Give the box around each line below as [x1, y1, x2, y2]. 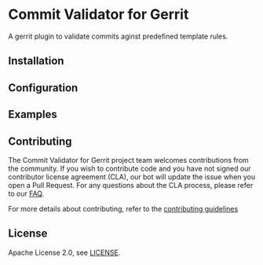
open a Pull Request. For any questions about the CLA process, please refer [8, 180, 254, 190]
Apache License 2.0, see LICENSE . [8, 248, 121, 257]
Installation [8, 54, 64, 68]
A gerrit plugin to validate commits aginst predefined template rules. [8, 31, 228, 41]
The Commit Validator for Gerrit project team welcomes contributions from [8, 155, 249, 164]
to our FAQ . [8, 189, 45, 198]
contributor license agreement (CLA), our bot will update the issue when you [8, 171, 256, 182]
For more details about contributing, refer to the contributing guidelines [8, 204, 239, 213]
